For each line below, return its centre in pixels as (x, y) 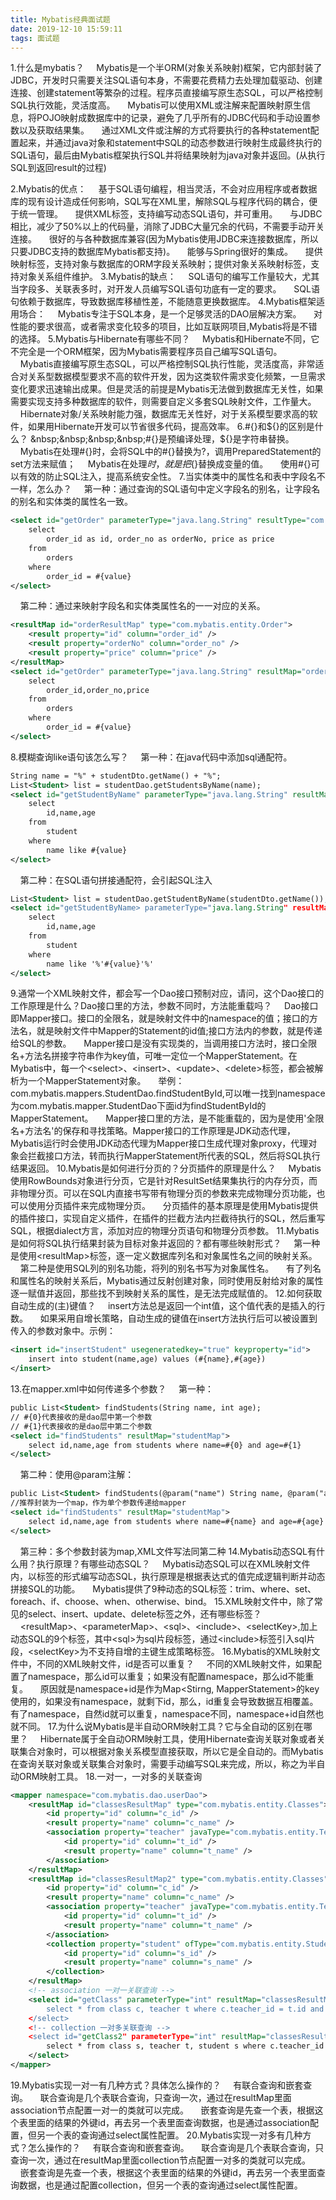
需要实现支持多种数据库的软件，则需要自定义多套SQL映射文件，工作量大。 (163, 402)
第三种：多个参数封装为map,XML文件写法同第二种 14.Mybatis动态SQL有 (168, 1551)
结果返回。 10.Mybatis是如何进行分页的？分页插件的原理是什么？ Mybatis (166, 1168)
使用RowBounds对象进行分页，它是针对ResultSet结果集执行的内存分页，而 (164, 1181)
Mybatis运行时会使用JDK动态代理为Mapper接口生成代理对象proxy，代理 (159, 1143)
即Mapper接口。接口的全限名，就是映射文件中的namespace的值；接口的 (160, 1018)
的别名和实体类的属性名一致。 (71, 502)
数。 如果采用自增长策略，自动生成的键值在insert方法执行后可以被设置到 (164, 1318)
